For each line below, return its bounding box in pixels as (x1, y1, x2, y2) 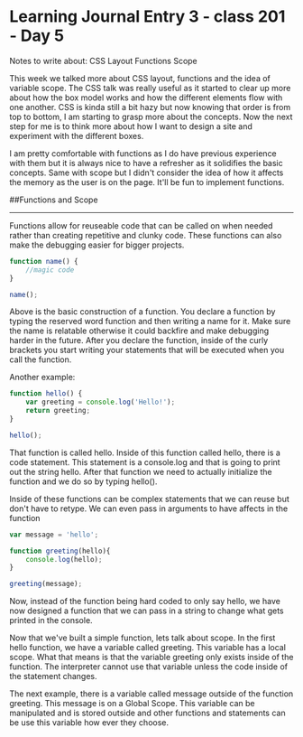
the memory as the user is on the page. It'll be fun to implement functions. (9, 176, 285, 187)
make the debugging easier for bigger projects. (9, 239, 185, 250)
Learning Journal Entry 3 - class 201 (9, 6, 286, 27)
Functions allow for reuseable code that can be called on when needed (9, 219, 273, 231)
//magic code (25, 265, 75, 275)
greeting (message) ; (9, 580, 83, 589)
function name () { (9, 257, 78, 266)
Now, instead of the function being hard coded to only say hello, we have (9, 596, 281, 607)
